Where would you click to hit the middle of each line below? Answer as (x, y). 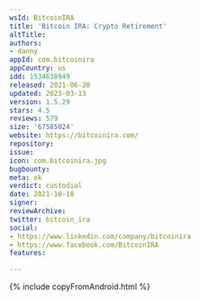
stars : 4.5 (30, 110)
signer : (24, 203)
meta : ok (26, 177)
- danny (24, 52)
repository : (32, 144)
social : (24, 228)
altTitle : (28, 34)
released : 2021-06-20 (50, 85)
